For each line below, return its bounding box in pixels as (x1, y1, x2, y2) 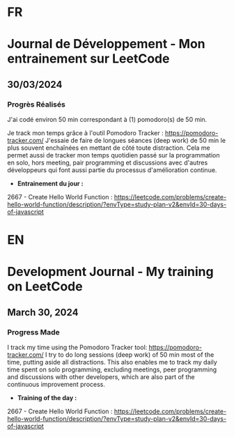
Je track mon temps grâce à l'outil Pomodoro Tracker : (7, 129, 164, 137)
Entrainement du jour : (17, 179, 84, 188)
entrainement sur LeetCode (7, 51, 170, 67)
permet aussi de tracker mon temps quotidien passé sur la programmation (7, 151, 220, 160)
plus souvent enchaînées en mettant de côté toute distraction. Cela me (7, 144, 210, 152)
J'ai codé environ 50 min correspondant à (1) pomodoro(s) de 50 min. (7, 116, 208, 124)
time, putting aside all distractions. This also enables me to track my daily (7, 358, 217, 367)
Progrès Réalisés (7, 99, 66, 109)
